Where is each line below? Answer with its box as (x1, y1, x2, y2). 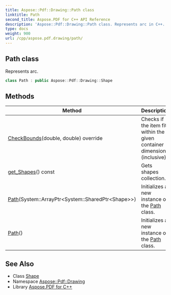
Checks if (140, 115, 164, 123)
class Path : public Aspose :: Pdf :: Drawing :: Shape (5, 78, 113, 83)
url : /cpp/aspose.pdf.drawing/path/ (5, 36, 83, 41)
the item (140, 122, 161, 129)
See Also (5, 259, 34, 268)
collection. (140, 175, 166, 182)
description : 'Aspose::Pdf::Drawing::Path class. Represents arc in (5, 21, 154, 27)
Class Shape (12, 273, 39, 279)
